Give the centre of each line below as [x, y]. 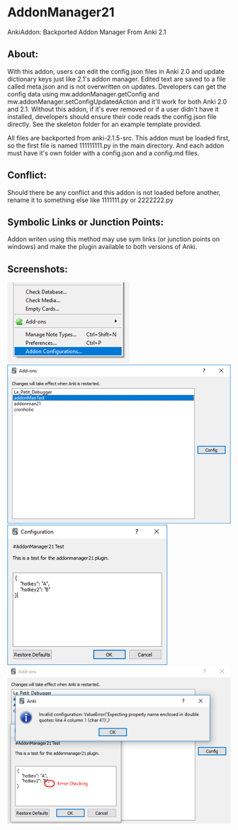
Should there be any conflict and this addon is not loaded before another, [114, 192]
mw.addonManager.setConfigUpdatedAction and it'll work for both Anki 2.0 [117, 101]
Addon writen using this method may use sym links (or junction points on [114, 239]
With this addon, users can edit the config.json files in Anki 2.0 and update [116, 71]
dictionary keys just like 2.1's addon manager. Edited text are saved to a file [117, 79]
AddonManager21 [61, 12]
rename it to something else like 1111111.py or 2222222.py [90, 200]
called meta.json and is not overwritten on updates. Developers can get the [117, 87]
